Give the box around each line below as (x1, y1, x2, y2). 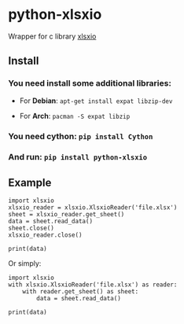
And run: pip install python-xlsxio (8, 152, 148, 163)
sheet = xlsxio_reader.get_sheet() (8, 211, 125, 219)
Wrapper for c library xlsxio (8, 31, 97, 41)
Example (8, 175, 52, 190)
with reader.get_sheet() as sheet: (22, 288, 139, 296)
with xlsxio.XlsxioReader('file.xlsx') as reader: (8, 281, 178, 289)
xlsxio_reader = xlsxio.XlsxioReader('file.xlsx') (8, 204, 178, 212)
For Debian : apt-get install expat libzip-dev (19, 96, 173, 105)
